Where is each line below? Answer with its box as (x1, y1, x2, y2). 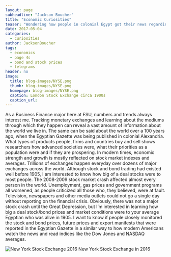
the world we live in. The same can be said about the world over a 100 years (5, 128, 165, 134)
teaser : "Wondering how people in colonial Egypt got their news (5, 21, 147, 27)
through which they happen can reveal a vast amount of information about (5, 122, 161, 128)
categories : (5, 31, 31, 36)
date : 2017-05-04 (5, 27, 42, 32)
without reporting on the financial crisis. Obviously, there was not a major (5, 198, 159, 204)
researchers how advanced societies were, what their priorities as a (5, 144, 148, 150)
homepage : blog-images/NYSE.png (10, 88, 79, 93)
